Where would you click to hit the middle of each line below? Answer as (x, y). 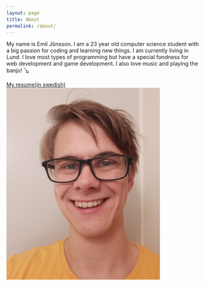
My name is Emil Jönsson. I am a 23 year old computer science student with (103, 44)
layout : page (23, 13)
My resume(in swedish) (36, 85)
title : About (23, 19)
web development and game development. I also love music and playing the (102, 64)
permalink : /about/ (31, 26)
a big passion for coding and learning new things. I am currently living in (98, 51)
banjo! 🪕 (18, 71)
